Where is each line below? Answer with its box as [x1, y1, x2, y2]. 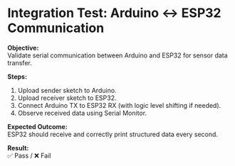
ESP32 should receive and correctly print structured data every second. [7, 130, 219, 138]
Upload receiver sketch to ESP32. [17, 94, 117, 102]
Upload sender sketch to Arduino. [17, 86, 117, 94]
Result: [7, 143, 29, 152]
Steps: [7, 72, 27, 81]
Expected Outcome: [7, 122, 68, 131]
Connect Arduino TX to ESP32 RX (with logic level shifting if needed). [17, 101, 221, 109]
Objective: [7, 43, 39, 52]
